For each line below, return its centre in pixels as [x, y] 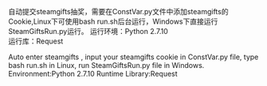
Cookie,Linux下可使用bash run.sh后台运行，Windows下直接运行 [113, 21]
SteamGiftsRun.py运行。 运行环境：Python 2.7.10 [88, 31]
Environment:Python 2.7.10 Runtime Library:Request [93, 74]
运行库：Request [36, 41]
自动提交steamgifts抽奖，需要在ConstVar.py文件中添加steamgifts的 [118, 11]
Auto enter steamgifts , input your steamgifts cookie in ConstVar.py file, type [133, 57]
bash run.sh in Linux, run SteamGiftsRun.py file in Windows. [106, 65]
